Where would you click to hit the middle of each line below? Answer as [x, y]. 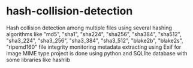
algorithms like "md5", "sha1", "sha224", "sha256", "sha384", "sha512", [94, 34]
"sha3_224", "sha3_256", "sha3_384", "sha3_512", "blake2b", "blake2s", [95, 40]
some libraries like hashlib [38, 60]
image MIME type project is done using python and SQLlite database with [97, 53]
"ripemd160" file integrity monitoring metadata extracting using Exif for [94, 47]
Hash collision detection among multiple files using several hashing [89, 28]
